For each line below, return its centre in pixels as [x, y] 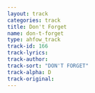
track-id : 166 [28, 46]
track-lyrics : [28, 53]
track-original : [31, 79]
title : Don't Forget [37, 27]
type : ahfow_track [34, 40]
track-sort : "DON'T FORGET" [48, 66]
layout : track [28, 14]
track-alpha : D [29, 72]
